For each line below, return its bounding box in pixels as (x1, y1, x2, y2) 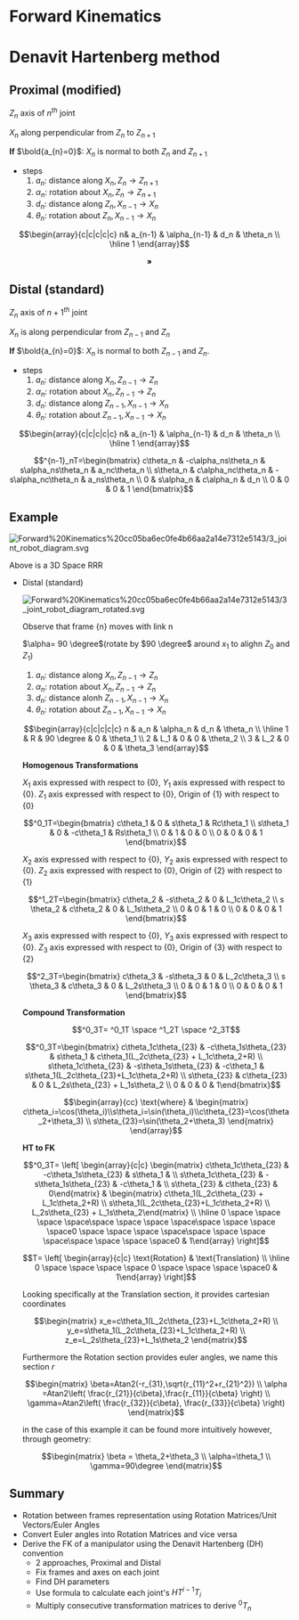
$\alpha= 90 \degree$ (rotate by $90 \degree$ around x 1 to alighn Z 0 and (21, 639, 290, 651)
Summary (9, 1486, 65, 1501)
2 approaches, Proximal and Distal (35, 1557, 162, 1567)
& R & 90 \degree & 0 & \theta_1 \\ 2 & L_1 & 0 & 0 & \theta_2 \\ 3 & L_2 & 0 (23, 733, 289, 744)
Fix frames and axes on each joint (35, 1567, 160, 1577)
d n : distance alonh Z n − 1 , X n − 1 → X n (35, 692, 169, 706)
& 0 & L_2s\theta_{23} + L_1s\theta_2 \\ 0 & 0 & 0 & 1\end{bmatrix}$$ (31, 1079, 281, 1090)
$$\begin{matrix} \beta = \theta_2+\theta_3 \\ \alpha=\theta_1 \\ (41, 1451, 271, 1461)
